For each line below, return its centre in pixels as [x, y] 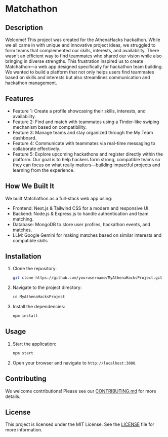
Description [24, 28]
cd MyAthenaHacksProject [39, 297]
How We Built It [30, 186]
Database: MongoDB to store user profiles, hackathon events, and [81, 224]
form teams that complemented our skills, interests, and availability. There [82, 50]
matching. [23, 219]
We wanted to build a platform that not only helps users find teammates [80, 72]
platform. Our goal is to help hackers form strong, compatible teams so [86, 159]
